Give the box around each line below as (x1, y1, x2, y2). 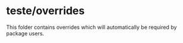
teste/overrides (6, 4, 85, 18)
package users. (6, 29, 45, 37)
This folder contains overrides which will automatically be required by (6, 24, 177, 31)
